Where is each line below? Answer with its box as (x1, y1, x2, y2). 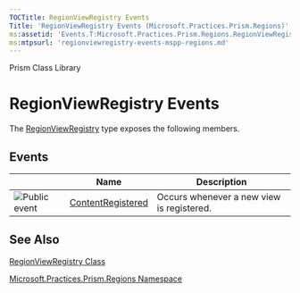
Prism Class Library (9, 63, 81, 73)
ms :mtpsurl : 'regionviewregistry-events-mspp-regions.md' (9, 38, 229, 47)
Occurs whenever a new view (156, 191, 281, 203)
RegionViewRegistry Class (9, 255, 105, 266)
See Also (9, 232, 60, 247)
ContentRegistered (69, 197, 149, 208)
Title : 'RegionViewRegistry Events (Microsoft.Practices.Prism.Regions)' (9, 21, 290, 30)
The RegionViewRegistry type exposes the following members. (9, 123, 240, 134)
